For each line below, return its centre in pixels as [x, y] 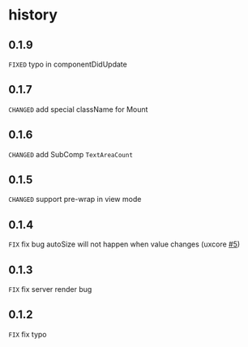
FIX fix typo [28, 334]
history [33, 15]
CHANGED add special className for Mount [78, 109]
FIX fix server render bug [50, 289]
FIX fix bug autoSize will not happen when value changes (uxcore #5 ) [124, 244]
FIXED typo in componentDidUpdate [68, 64]
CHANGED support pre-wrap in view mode [75, 199]
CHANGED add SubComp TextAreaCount [71, 154]
